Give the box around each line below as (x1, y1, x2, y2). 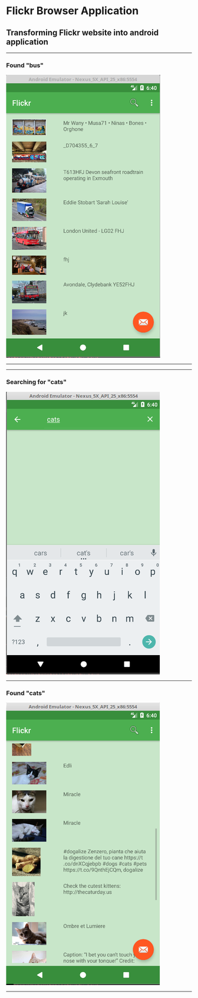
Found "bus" (6, 61, 44, 69)
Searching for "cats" (6, 378, 67, 386)
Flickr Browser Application (6, 4, 139, 18)
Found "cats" (6, 689, 45, 697)
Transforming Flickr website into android (6, 28, 159, 38)
